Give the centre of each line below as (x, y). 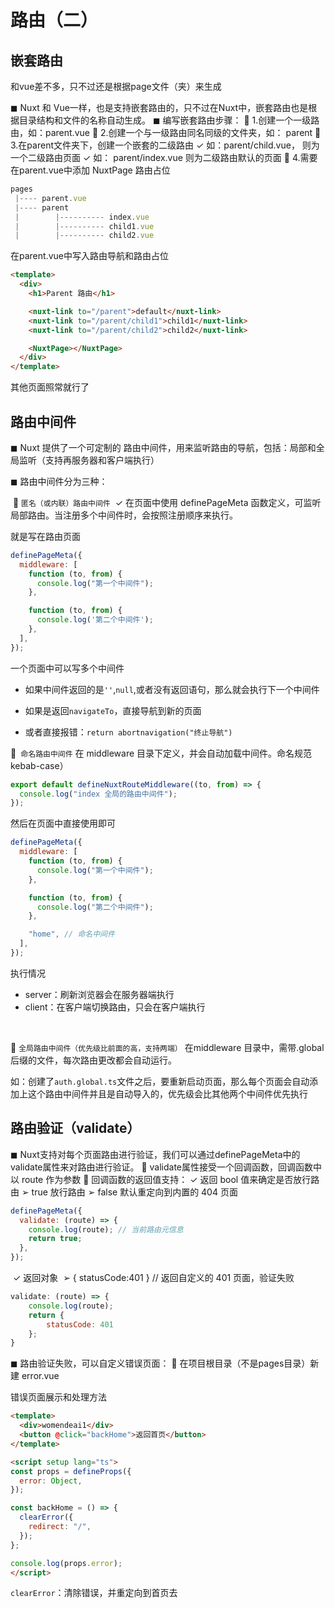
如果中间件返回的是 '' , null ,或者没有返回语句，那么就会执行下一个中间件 (172, 689)
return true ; (55, 1239)
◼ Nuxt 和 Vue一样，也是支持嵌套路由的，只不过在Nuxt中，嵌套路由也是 (159, 107)
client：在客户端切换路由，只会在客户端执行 (115, 1007)
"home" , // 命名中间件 (71, 934)
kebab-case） (39, 765)
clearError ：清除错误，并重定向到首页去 (94, 1593)
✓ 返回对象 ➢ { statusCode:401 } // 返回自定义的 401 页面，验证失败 (153, 1277)
